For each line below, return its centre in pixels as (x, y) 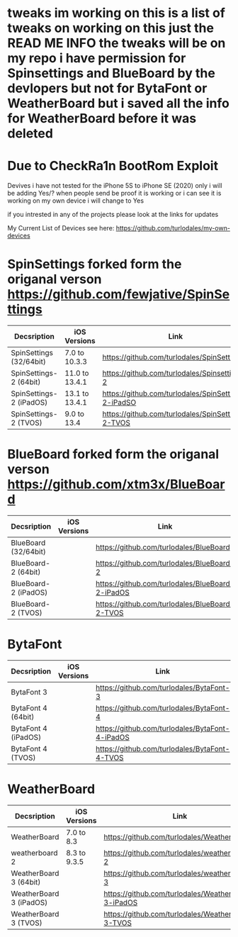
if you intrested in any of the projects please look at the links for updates (113, 215)
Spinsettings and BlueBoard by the (112, 73)
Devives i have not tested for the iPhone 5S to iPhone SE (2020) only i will (115, 186)
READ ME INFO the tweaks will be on (117, 43)
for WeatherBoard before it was (102, 119)
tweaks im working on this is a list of (116, 13)
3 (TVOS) (27, 923)
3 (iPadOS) (29, 902)
